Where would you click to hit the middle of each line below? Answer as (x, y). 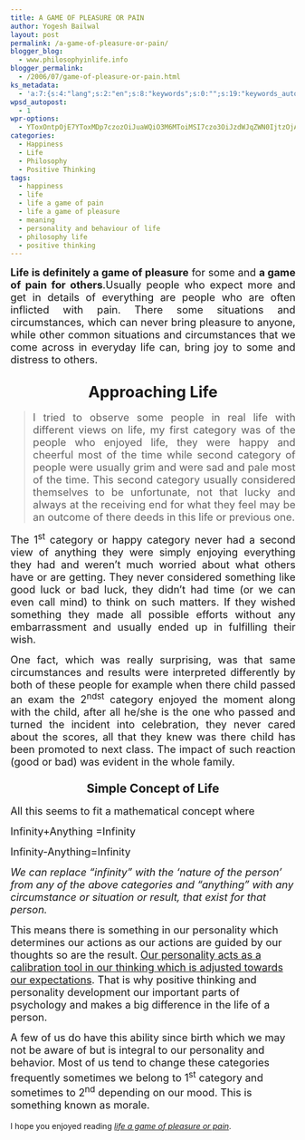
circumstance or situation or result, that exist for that (138, 897)
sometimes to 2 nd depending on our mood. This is (131, 1091)
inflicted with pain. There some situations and (153, 310)
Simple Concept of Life (153, 788)
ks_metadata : (35, 85)
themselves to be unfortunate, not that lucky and (164, 493)
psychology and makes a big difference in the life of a (140, 1005)
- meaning (37, 220)
